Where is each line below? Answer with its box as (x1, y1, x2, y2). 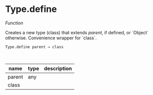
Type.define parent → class (5, 44, 64, 49)
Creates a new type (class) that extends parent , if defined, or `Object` (5, 29, 148, 35)
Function (5, 20, 23, 26)
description (44, 65, 72, 72)
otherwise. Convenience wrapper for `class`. (5, 35, 97, 41)
